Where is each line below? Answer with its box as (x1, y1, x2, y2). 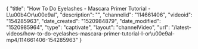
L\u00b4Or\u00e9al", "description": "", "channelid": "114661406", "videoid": (6, 11, 193, 18)
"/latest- (171, 24, 192, 31)
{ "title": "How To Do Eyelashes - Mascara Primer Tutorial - (6, 5, 151, 12)
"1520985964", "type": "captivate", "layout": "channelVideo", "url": (6, 24, 170, 31)
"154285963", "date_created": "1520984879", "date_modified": (6, 18, 161, 24)
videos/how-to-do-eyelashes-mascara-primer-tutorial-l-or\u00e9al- (6, 30, 175, 37)
